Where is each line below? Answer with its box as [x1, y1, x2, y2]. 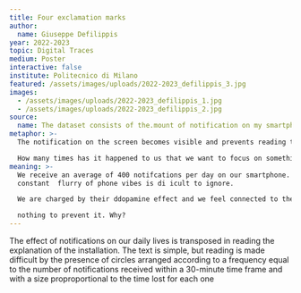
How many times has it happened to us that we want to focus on [17, 154, 262, 163]
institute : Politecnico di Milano [9, 71, 139, 80]
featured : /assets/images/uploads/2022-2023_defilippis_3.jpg [9, 80, 246, 88]
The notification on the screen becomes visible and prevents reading [17, 138, 287, 146]
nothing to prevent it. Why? [17, 211, 126, 220]
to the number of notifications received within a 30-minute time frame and [9, 264, 283, 274]
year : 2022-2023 [9, 38, 70, 47]
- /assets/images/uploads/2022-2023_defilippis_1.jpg [17, 96, 222, 105]
